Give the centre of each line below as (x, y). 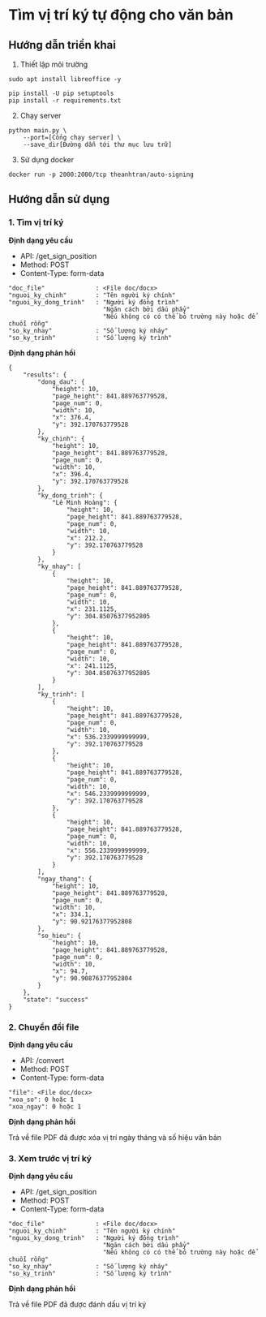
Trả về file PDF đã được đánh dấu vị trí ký (77, 1305)
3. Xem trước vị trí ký (50, 1158)
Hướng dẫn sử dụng (59, 199)
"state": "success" (56, 1000)
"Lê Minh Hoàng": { (84, 502)
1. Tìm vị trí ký (36, 222)
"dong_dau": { (61, 382)
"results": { (45, 375)
